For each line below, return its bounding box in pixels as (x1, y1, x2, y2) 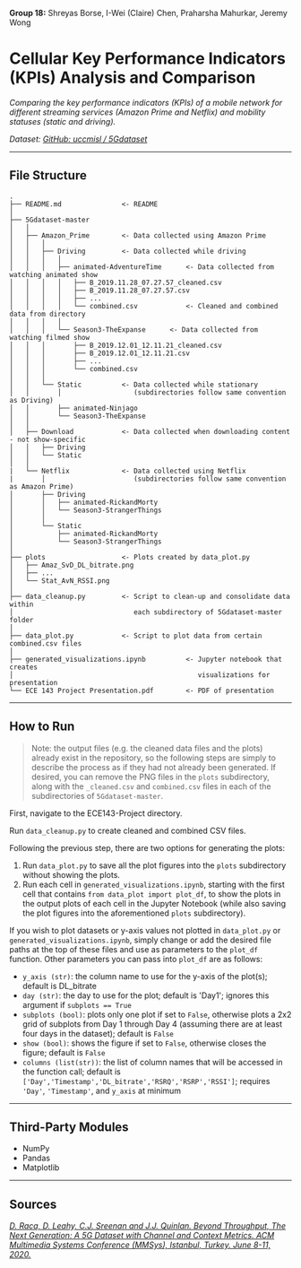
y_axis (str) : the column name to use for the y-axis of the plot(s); (21, 970, 268, 981)
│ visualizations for (9, 670, 271, 680)
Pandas (21, 1152, 51, 1164)
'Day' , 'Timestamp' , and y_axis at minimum (21, 1085, 182, 1096)
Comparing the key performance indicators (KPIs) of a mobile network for (9, 97, 283, 108)
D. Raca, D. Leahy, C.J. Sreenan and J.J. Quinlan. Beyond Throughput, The (9, 1220, 287, 1231)
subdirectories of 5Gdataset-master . (30, 790, 164, 801)
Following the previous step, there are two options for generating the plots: (9, 842, 285, 853)
